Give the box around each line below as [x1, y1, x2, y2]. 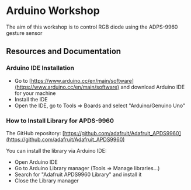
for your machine [14, 89, 56, 97]
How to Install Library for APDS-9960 [6, 117, 114, 125]
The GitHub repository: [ [6, 129, 65, 136]
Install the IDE [14, 96, 48, 103]
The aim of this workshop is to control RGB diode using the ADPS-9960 [6, 23, 178, 30]
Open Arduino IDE [14, 159, 58, 166]
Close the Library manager [14, 177, 79, 184]
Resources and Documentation [6, 47, 121, 57]
